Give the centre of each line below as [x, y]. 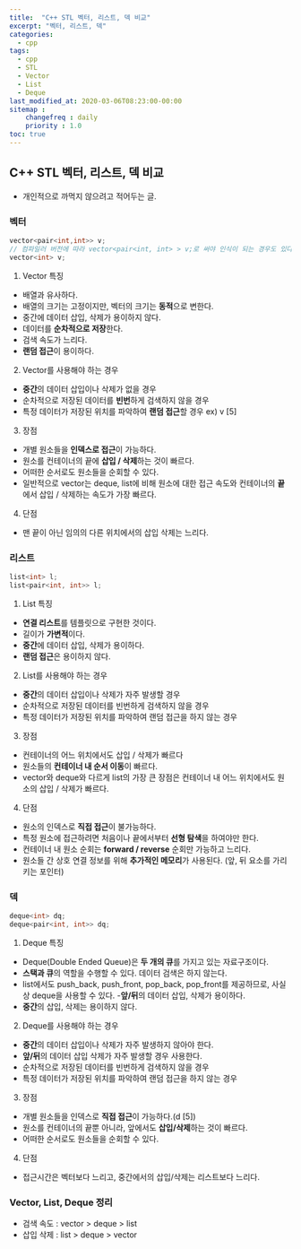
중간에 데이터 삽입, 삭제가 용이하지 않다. [91, 317]
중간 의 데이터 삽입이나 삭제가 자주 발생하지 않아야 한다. [118, 1045]
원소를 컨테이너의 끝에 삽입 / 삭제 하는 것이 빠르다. [108, 460]
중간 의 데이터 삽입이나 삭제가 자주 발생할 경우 [101, 694]
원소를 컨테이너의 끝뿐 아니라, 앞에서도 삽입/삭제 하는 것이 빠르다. [135, 1127]
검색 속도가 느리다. [55, 339]
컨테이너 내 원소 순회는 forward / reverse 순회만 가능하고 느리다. [136, 849]
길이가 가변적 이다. [53, 634]
